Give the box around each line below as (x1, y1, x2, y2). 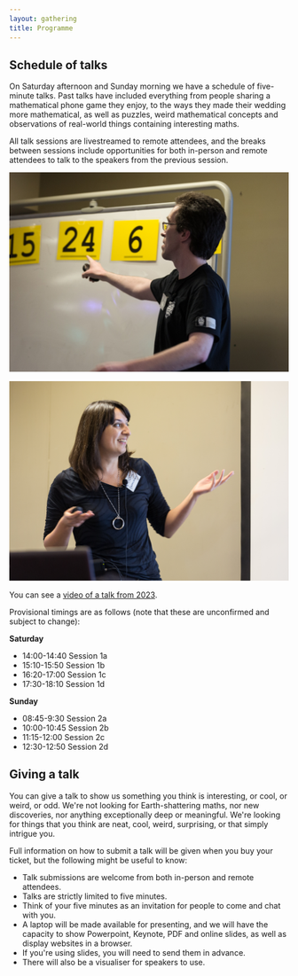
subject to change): (9, 616, 81, 627)
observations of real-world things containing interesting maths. (9, 119, 239, 129)
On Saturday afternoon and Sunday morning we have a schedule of (9, 81, 255, 92)
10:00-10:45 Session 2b (21, 722, 109, 733)
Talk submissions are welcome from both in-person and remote (21, 871, 255, 882)
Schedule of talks (9, 58, 108, 73)
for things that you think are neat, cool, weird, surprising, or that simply (9, 818, 269, 829)
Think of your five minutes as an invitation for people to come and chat (21, 900, 281, 910)
